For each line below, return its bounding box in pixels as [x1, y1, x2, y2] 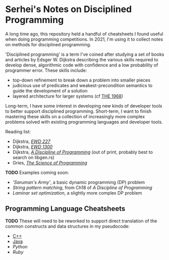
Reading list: [5, 128, 31, 134]
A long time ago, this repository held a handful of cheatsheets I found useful [5, 31, 163, 37]
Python [12, 243, 28, 249]
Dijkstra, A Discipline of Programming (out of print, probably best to [12, 149, 153, 155]
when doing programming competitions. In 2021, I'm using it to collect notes [5, 36, 163, 42]
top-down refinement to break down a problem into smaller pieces [12, 77, 150, 83]
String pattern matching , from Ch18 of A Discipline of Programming [12, 185, 152, 191]
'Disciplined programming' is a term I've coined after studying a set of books [5, 51, 164, 57]
